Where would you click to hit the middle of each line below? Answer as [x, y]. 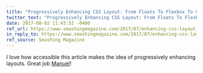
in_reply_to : [23, 34]
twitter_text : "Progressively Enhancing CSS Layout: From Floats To [94, 17]
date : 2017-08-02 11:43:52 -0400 [48, 23]
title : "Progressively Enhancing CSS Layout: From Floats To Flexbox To [100, 12]
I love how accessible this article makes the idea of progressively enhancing [101, 57]
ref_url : [17, 29]
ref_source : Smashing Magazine [46, 40]
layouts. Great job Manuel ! [39, 63]
